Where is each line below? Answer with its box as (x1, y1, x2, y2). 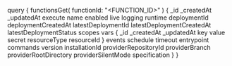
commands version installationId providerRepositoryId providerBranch (7, 44, 211, 51)
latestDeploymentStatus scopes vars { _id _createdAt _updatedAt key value (7, 28, 226, 37)
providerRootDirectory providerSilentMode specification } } (7, 51, 179, 59)
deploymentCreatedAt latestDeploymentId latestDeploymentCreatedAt (7, 21, 212, 29)
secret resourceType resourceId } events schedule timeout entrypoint (7, 36, 209, 44)
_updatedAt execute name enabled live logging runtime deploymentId (7, 13, 209, 22)
